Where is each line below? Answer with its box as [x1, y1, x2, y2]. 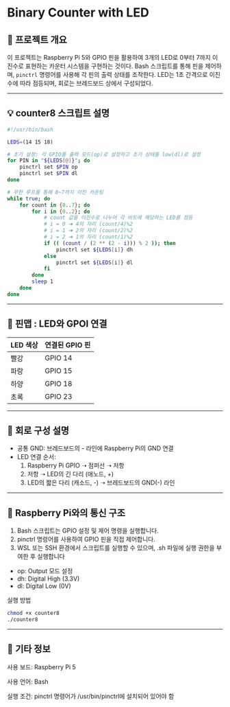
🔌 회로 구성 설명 [7, 425, 70, 437]
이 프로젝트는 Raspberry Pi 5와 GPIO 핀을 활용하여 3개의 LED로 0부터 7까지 [7, 54, 211, 61]
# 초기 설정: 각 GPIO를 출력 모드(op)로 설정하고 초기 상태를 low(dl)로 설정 [7, 151, 201, 158]
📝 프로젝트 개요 [7, 34, 67, 45]
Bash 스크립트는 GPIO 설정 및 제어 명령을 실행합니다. [16, 526, 159, 535]
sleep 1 [31, 278, 53, 286]
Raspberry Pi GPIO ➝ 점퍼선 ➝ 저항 [27, 461, 125, 470]
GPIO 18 [44, 379, 73, 389]
